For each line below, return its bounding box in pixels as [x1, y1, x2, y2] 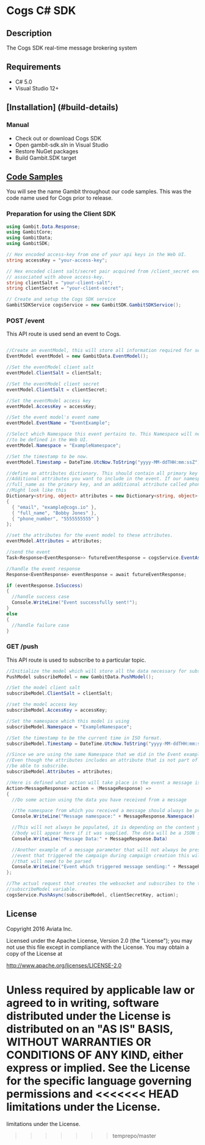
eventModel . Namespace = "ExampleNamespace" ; [6, 442, 121, 448]
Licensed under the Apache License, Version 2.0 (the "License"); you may [6, 937, 193, 944]
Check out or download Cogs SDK [15, 134, 102, 142]
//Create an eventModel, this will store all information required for [6, 348, 192, 354]
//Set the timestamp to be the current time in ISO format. [6, 734, 163, 741]
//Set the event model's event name [6, 414, 99, 420]
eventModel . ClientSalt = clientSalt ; [6, 370, 103, 376]
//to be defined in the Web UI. [6, 437, 88, 443]
